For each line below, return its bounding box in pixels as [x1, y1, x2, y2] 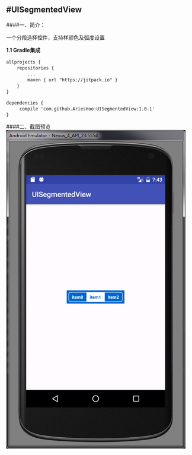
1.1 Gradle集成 [6, 46, 40, 53]
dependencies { [6, 100, 44, 106]
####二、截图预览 [6, 123, 51, 130]
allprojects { [6, 59, 41, 65]
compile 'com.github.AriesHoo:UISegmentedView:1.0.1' [19, 106, 155, 112]
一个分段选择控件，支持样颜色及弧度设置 [6, 34, 105, 41]
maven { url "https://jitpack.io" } [27, 77, 118, 83]
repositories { [17, 65, 55, 71]
